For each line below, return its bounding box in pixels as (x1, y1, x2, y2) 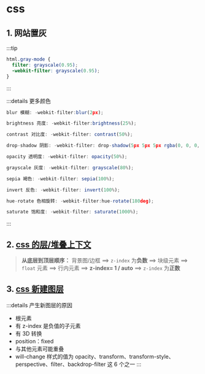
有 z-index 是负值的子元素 (15, 322, 81, 329)
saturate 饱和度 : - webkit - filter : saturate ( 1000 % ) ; (6, 209, 139, 215)
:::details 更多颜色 (6, 97, 51, 104)
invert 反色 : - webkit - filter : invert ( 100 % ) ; (6, 186, 120, 193)
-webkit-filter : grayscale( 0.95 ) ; (12, 67, 100, 74)
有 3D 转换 (15, 330, 42, 337)
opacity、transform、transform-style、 (74, 353, 174, 360)
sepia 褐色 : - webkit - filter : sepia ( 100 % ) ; (6, 175, 115, 182)
